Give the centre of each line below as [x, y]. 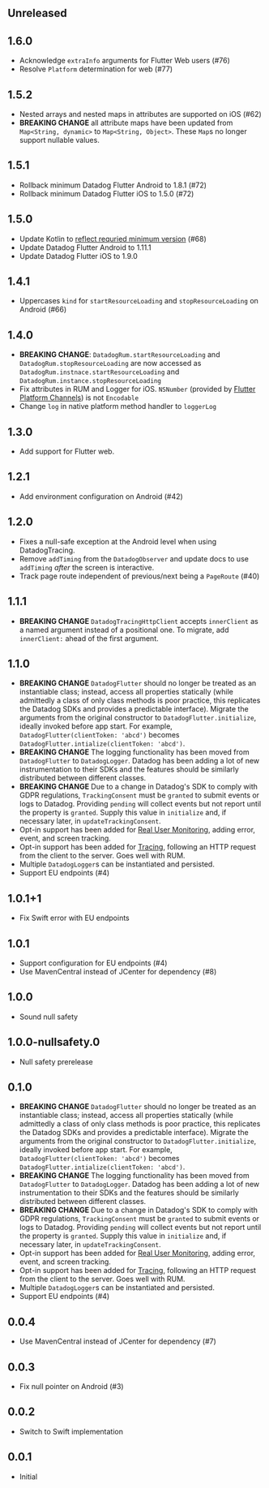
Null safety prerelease [56, 1061]
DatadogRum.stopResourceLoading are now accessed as [110, 363]
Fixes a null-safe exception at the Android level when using [118, 541]
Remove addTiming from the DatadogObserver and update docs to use [134, 558]
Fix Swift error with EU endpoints [75, 918]
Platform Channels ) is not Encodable [79, 398]
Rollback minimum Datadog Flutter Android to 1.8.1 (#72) [113, 185]
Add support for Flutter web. [67, 452]
